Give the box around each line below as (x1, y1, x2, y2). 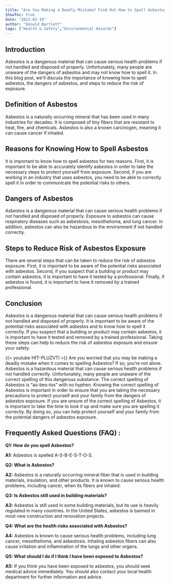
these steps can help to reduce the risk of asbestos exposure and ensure (5, 339, 158, 346)
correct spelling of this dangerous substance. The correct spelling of (5, 376, 149, 382)
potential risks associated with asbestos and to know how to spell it (5, 323, 146, 329)
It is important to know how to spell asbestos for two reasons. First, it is (5, 158, 154, 164)
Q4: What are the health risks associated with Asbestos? (5, 523, 127, 529)
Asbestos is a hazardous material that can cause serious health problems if (5, 366, 162, 371)
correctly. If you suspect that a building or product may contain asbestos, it (5, 329, 162, 335)
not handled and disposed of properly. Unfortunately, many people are (5, 64, 152, 70)
